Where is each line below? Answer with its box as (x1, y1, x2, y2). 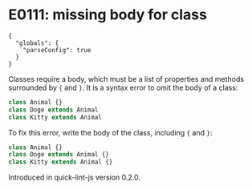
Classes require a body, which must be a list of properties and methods (8, 74, 245, 83)
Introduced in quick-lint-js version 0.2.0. (8, 172, 141, 182)
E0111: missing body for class (8, 6, 207, 24)
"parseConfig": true (22, 46, 91, 54)
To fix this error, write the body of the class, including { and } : (8, 127, 213, 137)
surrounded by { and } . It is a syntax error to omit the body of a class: (8, 83, 238, 92)
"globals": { (15, 38, 59, 47)
